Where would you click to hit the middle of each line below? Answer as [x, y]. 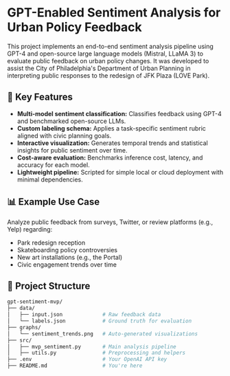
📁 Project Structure [49, 286]
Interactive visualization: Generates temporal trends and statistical [112, 143]
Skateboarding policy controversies [67, 250]
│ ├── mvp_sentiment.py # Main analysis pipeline [92, 346]
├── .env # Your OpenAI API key [87, 360]
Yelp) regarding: [30, 229]
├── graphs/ [24, 327]
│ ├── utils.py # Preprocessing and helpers [96, 353]
